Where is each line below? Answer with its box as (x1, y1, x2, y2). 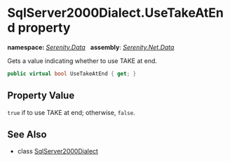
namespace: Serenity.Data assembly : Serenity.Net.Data (7, 43, 175, 51)
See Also (7, 128, 47, 141)
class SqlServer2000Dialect (17, 147, 98, 156)
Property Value (7, 90, 75, 102)
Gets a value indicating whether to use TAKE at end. (7, 56, 158, 65)
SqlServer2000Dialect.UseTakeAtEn (7, 5, 224, 21)
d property (7, 20, 71, 36)
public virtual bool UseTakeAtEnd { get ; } (7, 70, 137, 77)
